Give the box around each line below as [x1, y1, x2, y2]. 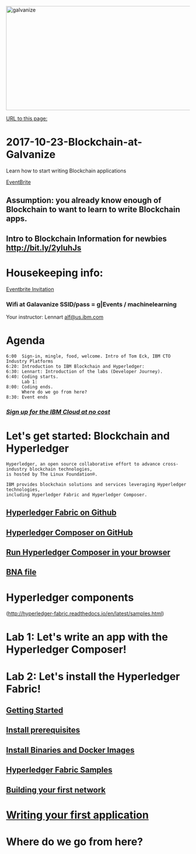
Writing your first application [6, 808, 149, 821]
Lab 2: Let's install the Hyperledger [6, 670, 180, 683]
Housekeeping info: [6, 266, 103, 280]
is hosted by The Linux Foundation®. [6, 471, 98, 477]
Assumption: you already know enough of [6, 195, 162, 205]
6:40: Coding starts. [6, 374, 59, 380]
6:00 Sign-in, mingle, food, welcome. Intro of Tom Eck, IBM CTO [6, 353, 171, 359]
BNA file [6, 567, 37, 577]
